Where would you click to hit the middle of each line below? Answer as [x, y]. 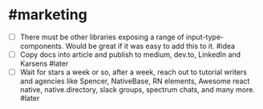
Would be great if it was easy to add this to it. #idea [150, 46]
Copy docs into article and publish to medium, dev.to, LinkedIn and [130, 54]
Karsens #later [44, 64]
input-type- [205, 37]
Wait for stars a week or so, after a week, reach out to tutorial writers [133, 72]
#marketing [48, 15]
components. [42, 46]
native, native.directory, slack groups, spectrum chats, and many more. [137, 90]
